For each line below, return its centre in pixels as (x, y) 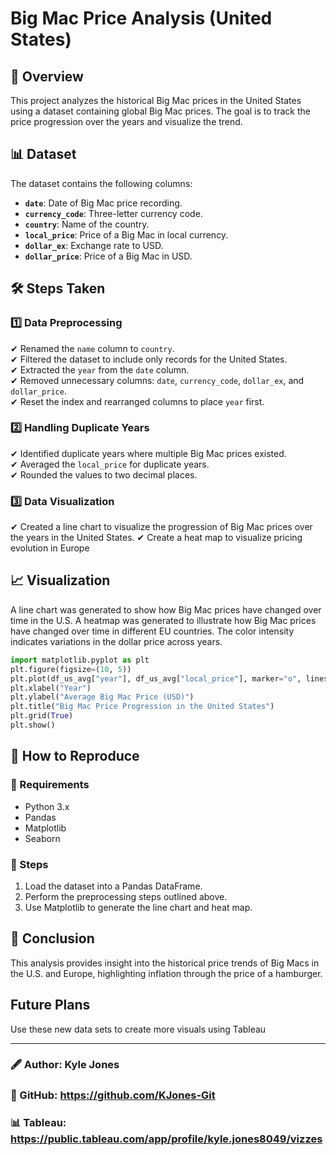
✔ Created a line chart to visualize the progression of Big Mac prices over (161, 527)
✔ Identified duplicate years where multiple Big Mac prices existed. (148, 453)
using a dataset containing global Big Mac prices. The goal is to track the (160, 111)
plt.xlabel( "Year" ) (51, 688)
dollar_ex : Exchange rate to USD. (94, 245)
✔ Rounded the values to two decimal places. (104, 474)
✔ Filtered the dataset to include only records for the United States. (149, 359)
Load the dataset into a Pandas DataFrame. (113, 886)
